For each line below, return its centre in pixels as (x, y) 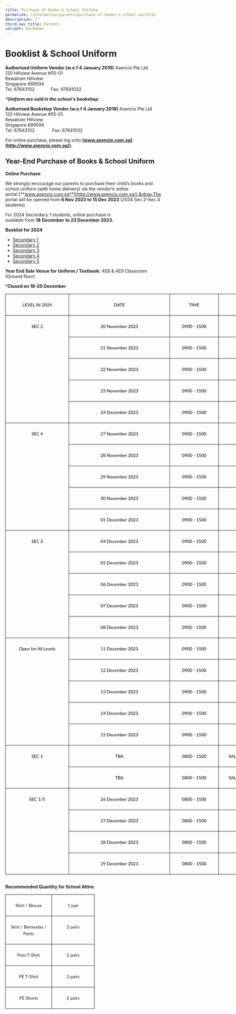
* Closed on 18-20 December (36, 286)
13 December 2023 (120, 691)
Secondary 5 (26, 261)
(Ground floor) (20, 276)
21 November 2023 (119, 347)
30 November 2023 (119, 498)
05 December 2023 (120, 562)
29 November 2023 (119, 476)
